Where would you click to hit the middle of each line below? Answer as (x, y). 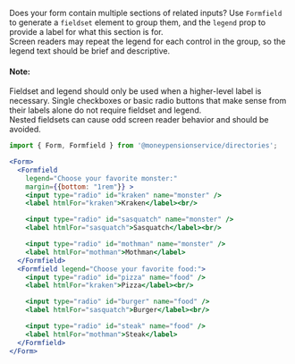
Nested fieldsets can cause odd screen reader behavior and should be (139, 120)
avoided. (25, 130)
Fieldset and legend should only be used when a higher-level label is (135, 91)
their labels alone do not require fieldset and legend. (105, 110)
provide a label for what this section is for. (86, 32)
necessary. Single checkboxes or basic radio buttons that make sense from (148, 101)
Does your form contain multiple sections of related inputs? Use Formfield (146, 13)
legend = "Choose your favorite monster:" (101, 178)
